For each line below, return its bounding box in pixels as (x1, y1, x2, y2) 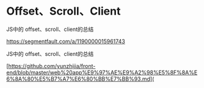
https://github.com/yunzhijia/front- (8, 62, 96, 69)
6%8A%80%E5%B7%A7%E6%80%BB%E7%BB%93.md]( (6, 75, 155, 83)
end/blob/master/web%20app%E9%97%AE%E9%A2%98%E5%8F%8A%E (6, 69, 198, 76)
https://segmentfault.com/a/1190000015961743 (6, 38, 125, 45)
